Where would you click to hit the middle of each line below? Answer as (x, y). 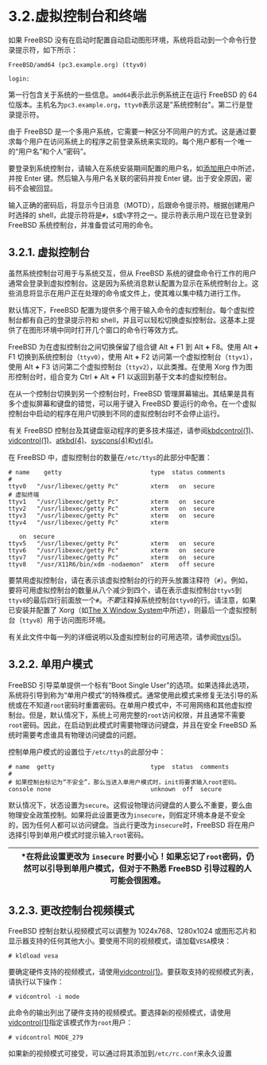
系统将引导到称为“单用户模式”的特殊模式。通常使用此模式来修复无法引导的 (130, 695)
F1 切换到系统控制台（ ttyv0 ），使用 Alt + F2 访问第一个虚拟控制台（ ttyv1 (127, 357)
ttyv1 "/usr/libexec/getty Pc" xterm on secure (112, 501)
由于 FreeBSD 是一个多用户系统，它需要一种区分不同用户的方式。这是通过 (129, 131)
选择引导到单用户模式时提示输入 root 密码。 (78, 835)
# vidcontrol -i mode (44, 997)
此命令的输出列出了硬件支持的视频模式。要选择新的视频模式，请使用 (120, 1012)
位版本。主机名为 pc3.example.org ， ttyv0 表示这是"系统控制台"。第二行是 (127, 104)
